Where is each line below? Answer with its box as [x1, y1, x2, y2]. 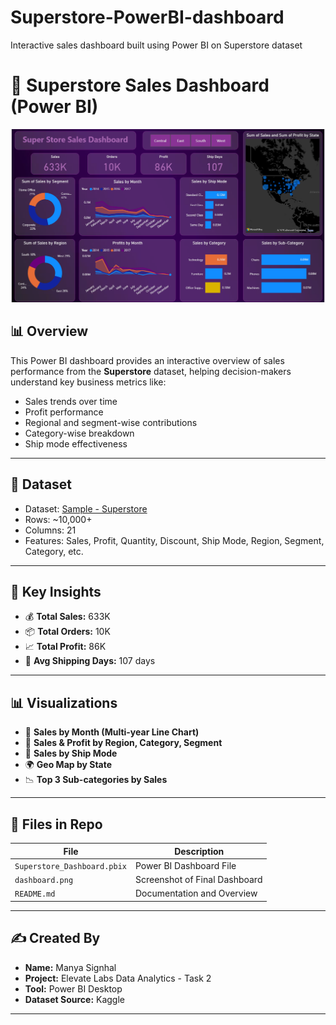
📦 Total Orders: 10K [24, 626, 111, 638]
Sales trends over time [24, 395, 118, 407]
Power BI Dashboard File [134, 859, 237, 871]
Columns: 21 [24, 524, 77, 536]
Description [174, 845, 225, 857]
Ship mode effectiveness [24, 437, 128, 450]
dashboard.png [14, 876, 74, 886]
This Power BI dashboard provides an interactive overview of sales [10, 354, 285, 366]
